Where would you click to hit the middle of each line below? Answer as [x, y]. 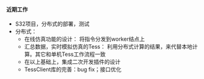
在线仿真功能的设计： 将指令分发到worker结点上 [84, 39]
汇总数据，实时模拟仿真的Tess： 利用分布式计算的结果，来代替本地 [108, 47]
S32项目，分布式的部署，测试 [52, 24]
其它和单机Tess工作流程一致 [70, 54]
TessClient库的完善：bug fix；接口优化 [73, 69]
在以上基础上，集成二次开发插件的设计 [72, 62]
